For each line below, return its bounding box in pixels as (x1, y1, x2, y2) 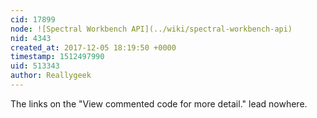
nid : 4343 (10, 33, 52, 43)
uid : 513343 (10, 61, 60, 71)
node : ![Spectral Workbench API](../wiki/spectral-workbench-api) (10, 24, 293, 34)
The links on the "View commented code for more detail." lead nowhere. (10, 97, 308, 110)
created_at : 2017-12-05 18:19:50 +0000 (10, 42, 177, 53)
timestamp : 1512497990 (10, 52, 105, 62)
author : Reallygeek (10, 71, 92, 81)
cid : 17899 (10, 14, 56, 25)
